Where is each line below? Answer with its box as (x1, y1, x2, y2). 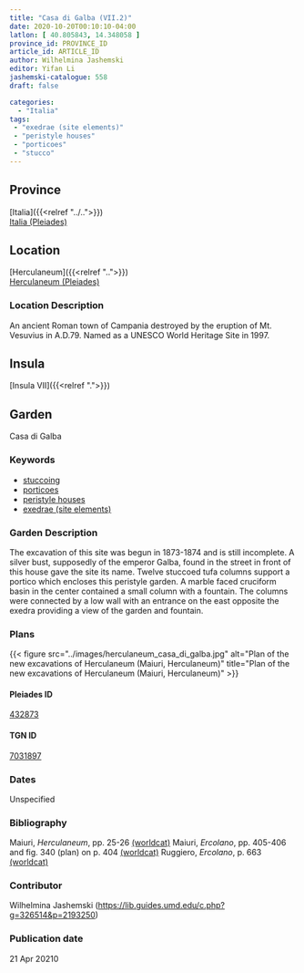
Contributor (9, 879, 63, 892)
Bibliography (9, 816, 67, 829)
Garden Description (9, 526, 98, 539)
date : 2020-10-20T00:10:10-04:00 (9, 22, 137, 31)
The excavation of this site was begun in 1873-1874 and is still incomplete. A (9, 546, 295, 557)
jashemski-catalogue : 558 (9, 73, 107, 82)
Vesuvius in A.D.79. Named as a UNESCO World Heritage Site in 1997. (9, 329, 270, 340)
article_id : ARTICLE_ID (9, 47, 100, 57)
